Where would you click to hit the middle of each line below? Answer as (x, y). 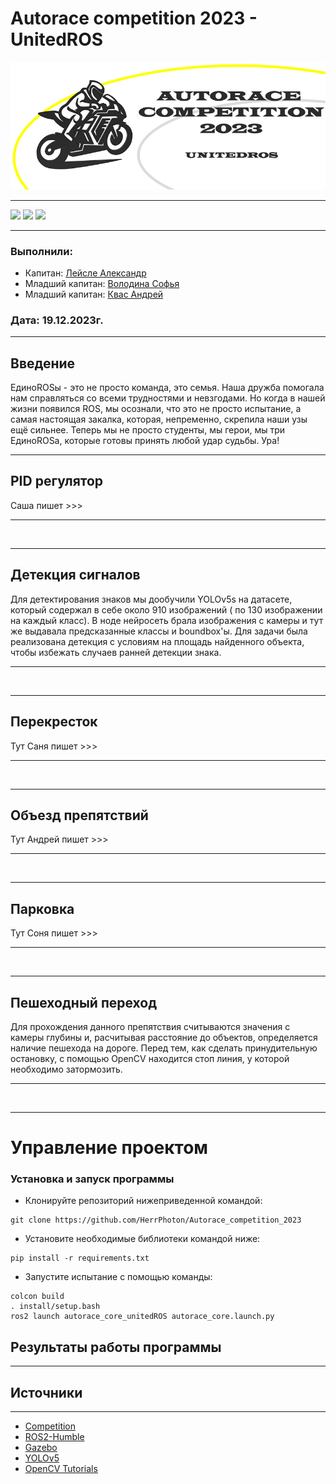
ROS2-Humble (54, 1437)
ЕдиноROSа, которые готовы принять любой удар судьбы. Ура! (145, 441)
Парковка (42, 908)
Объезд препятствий (79, 815)
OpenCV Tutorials (61, 1469)
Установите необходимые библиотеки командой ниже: (142, 1239)
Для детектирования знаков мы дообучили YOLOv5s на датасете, (151, 599)
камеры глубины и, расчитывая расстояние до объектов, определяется (164, 1037)
